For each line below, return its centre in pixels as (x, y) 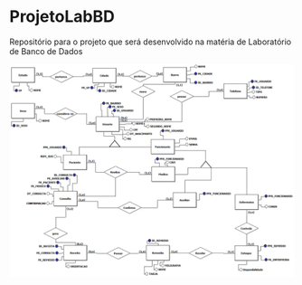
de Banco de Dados (46, 51)
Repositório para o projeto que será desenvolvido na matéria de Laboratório (151, 42)
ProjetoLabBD (62, 17)
